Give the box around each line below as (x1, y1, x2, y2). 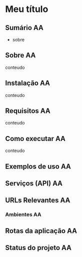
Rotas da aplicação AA (5, 226, 77, 235)
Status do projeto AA (5, 243, 71, 252)
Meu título (5, 3, 48, 15)
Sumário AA (5, 23, 44, 32)
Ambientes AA (5, 211, 41, 218)
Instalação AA (5, 79, 50, 87)
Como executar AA (5, 134, 66, 143)
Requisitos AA (5, 106, 51, 115)
